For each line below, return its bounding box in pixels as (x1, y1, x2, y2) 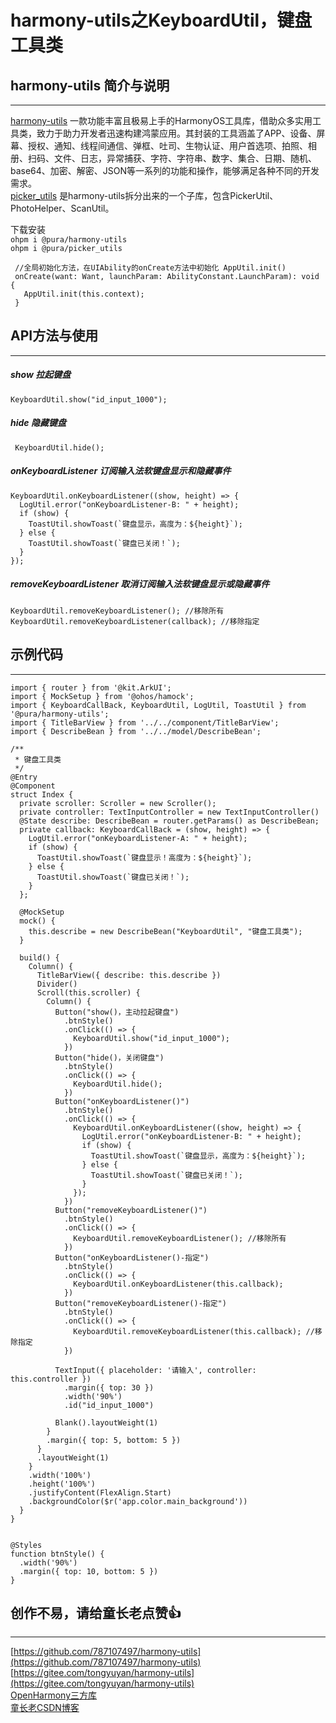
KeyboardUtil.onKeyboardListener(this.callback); (73, 1279, 284, 1289)
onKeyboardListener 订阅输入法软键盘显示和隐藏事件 (10, 465, 232, 477)
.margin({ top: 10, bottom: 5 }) (19, 1566, 159, 1576)
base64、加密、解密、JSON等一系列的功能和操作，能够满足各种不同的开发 (10, 165, 320, 176)
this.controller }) (10, 1374, 92, 1384)
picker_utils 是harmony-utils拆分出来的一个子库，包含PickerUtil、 (10, 190, 279, 201)
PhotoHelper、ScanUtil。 (10, 202, 115, 214)
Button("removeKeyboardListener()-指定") (54, 1298, 227, 1308)
